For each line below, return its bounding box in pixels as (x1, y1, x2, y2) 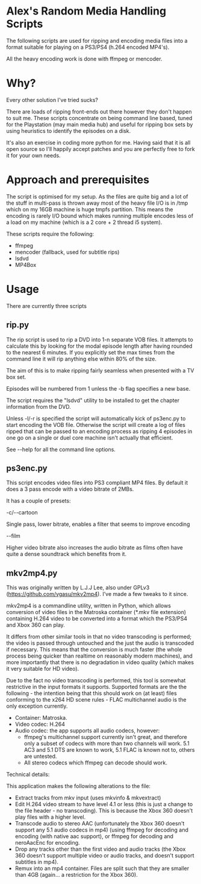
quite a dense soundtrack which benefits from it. (6, 551, 127, 558)
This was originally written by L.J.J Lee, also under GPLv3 (6, 584, 150, 591)
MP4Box (14, 261, 37, 268)
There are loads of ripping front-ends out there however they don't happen (6, 107, 192, 115)
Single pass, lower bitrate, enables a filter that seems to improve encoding (6, 520, 190, 528)
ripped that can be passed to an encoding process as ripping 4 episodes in (6, 428, 193, 435)
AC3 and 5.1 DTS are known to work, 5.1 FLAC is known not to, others (23, 746, 195, 754)
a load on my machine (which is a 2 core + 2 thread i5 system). (6, 219, 162, 226)
